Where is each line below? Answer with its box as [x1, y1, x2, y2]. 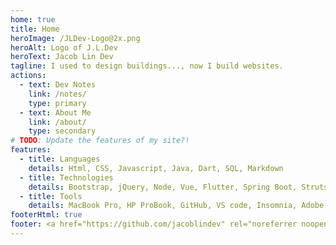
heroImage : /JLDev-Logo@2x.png [10, 33, 141, 43]
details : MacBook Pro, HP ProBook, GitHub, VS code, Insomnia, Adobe [28, 201, 325, 211]
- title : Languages [19, 154, 101, 164]
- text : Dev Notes [19, 80, 97, 90]
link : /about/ [28, 117, 87, 127]
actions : [10, 71, 47, 81]
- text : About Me [19, 107, 92, 118]
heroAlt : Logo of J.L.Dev [10, 42, 118, 53]
